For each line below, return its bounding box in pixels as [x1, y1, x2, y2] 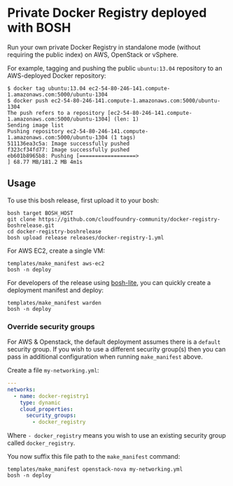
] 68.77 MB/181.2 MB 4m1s [7, 158, 83, 165]
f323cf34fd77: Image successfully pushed [7, 146, 130, 153]
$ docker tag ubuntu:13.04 [7, 85, 86, 92]
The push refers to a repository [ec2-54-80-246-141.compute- [7, 109, 192, 116]
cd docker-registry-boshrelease [7, 228, 101, 235]
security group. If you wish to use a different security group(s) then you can [7, 345, 226, 354]
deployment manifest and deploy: [7, 286, 104, 294]
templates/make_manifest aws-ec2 [7, 260, 105, 267]
